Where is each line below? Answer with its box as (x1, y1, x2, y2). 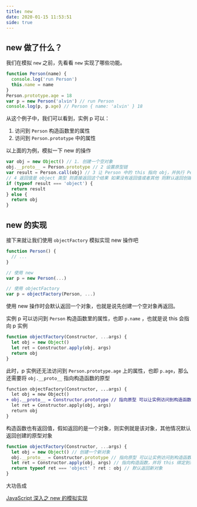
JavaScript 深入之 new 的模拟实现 (6, 495, 88, 501)
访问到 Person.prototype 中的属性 (14, 135, 96, 142)
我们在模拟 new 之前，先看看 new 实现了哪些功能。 (6, 59, 125, 66)
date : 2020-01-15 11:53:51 (6, 14, 72, 20)
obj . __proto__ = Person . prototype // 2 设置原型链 (6, 165, 128, 170)
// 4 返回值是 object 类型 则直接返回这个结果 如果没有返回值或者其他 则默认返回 (6, 175, 184, 181)
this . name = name (11, 81, 54, 88)
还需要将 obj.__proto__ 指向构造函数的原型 (6, 374, 110, 381)
